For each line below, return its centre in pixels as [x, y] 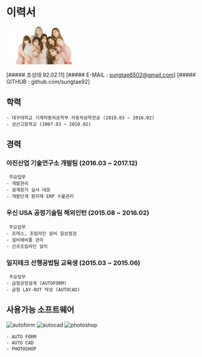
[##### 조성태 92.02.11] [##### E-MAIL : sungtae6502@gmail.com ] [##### [101, 75]
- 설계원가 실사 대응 [29, 190]
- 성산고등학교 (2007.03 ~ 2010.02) [49, 124]
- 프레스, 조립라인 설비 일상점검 [42, 233]
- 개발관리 [18, 184]
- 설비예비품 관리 [25, 240]
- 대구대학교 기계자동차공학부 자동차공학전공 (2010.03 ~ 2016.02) [80, 118]
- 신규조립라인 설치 [27, 246]
